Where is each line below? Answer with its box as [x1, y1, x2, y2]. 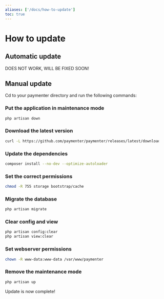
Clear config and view [5, 219, 59, 225]
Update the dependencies [5, 150, 68, 157]
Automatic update [5, 52, 61, 61]
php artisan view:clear [5, 234, 54, 239]
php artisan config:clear [5, 229, 58, 234]
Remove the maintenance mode [5, 268, 82, 275]
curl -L [5, 138, 21, 144]
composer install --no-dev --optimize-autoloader [5, 161, 108, 166]
